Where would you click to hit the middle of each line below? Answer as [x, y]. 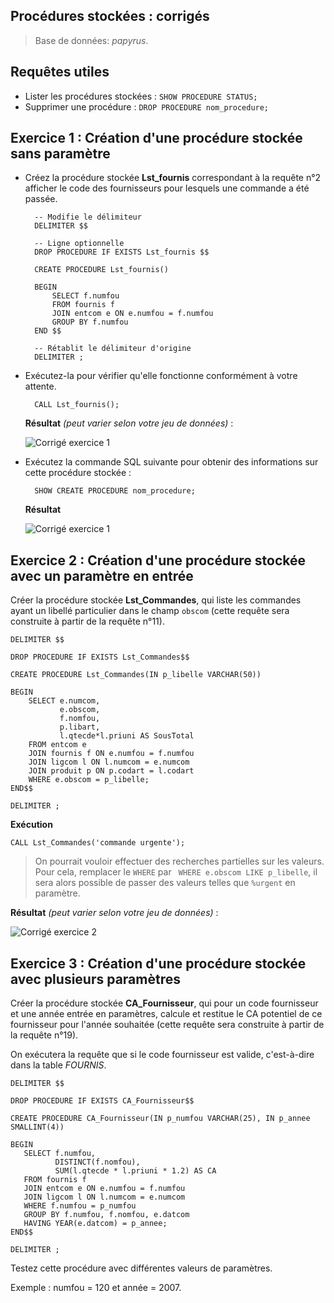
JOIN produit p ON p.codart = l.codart [111, 771]
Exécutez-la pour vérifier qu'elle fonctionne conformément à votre [161, 376]
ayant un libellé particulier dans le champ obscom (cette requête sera [150, 611]
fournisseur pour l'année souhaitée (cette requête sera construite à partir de [167, 1025]
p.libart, [80, 727]
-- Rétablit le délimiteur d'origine [113, 349]
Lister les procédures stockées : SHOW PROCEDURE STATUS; [141, 96]
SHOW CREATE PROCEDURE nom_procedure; [115, 491]
